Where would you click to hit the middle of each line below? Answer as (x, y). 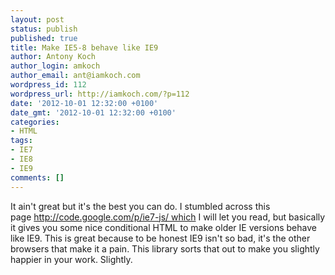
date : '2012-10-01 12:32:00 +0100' (84, 103)
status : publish (44, 29)
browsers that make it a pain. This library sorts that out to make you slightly (165, 248)
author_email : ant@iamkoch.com (75, 76)
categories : (35, 122)
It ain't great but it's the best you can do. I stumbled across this (140, 206)
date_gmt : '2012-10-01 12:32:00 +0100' (93, 112)
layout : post (37, 19)
